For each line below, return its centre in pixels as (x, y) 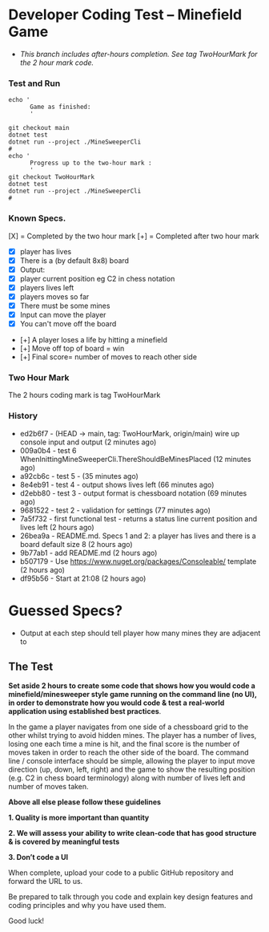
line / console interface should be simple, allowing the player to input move (132, 761)
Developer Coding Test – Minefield (125, 15)
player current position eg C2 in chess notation (97, 278)
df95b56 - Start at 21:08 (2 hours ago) (83, 578)
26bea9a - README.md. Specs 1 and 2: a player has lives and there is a (138, 536)
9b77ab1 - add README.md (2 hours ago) (88, 553)
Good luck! (26, 921)
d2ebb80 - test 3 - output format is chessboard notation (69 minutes (133, 493)
